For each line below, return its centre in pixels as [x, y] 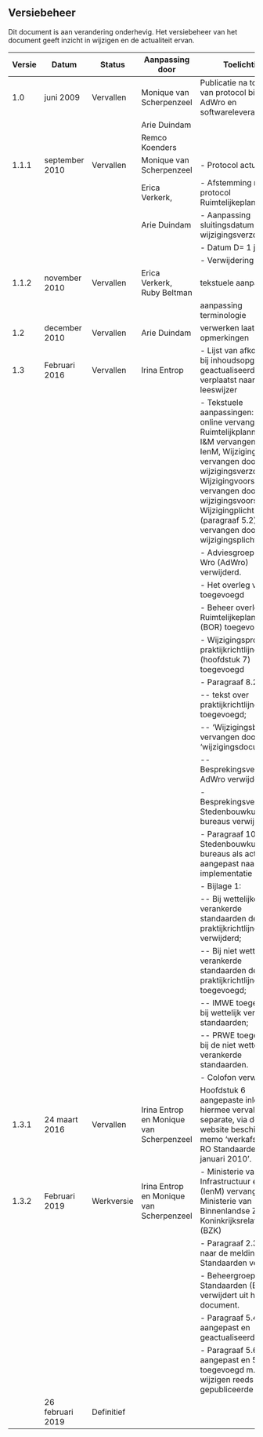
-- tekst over [224, 695]
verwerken [220, 327]
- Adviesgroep [227, 553]
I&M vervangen [228, 441]
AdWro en [218, 102]
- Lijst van [219, 350]
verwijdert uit [224, 1295]
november [63, 278]
